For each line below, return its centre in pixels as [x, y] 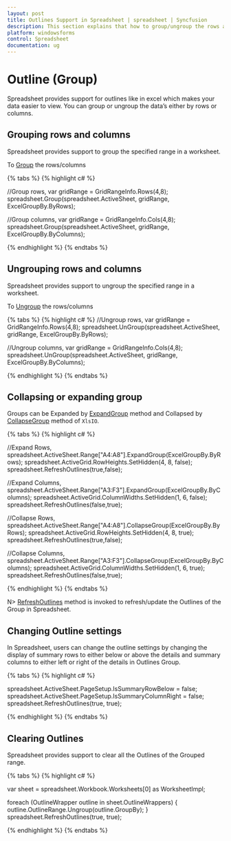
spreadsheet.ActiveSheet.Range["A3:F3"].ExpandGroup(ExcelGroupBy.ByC [114, 490]
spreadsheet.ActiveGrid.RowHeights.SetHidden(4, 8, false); [108, 462]
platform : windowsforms [41, 33]
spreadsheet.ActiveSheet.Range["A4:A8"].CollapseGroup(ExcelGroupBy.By [114, 525]
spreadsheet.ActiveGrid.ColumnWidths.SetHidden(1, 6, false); [120, 498]
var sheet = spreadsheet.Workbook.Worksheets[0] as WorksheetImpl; [106, 789]
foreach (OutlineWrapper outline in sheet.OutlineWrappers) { [92, 802]
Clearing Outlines [45, 738]
